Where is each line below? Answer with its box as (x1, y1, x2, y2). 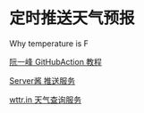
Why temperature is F (9, 37, 89, 49)
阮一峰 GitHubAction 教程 (9, 56, 103, 67)
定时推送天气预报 (9, 8, 136, 28)
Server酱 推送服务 (9, 75, 76, 85)
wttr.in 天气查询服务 (9, 94, 82, 105)
